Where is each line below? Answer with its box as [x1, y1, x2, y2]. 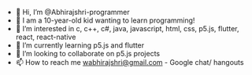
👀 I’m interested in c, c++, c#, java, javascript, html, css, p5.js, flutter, [15, 24, 239, 33]
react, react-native [15, 32, 76, 41]
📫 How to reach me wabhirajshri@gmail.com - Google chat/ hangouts [15, 58, 244, 66]
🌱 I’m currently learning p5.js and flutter [15, 41, 145, 50]
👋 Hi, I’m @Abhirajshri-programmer [15, 8, 130, 16]
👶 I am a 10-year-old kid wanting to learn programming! [15, 16, 195, 25]
